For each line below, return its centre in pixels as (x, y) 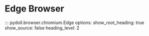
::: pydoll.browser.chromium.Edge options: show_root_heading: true (74, 22)
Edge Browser (35, 9)
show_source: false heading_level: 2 (42, 27)
